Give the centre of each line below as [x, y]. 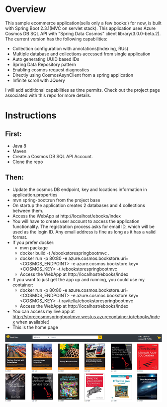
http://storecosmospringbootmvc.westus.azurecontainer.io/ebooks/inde [86, 316]
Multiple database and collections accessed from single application [81, 54]
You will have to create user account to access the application [76, 221]
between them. [28, 210]
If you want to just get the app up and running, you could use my [79, 279]
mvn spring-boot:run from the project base [56, 200]
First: [14, 134]
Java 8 [19, 146]
